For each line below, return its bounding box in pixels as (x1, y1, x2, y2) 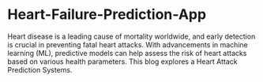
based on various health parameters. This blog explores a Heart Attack (7, 57, 238, 66)
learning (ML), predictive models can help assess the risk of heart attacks (7, 48, 247, 58)
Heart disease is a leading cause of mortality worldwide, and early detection (7, 32, 256, 41)
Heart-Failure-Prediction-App (7, 6, 207, 24)
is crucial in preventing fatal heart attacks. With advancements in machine (7, 39, 248, 49)
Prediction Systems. (7, 65, 73, 74)
